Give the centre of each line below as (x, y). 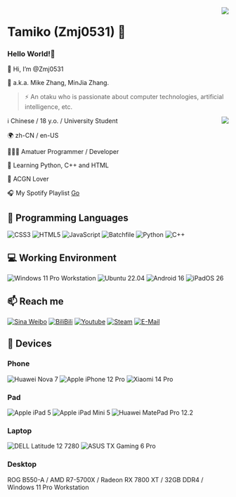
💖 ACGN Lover (28, 179)
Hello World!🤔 (31, 54)
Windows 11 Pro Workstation (48, 487)
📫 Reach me (36, 301)
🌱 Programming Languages (68, 218)
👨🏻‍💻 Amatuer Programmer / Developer (63, 152)
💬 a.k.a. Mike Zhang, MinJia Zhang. (58, 83)
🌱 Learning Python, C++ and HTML (58, 165)
